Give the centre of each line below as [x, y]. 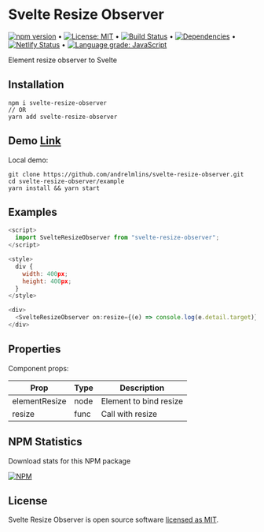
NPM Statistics [45, 442]
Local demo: [28, 160]
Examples [33, 212]
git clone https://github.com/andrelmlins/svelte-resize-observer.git [126, 174]
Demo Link [35, 141]
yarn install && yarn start [54, 188]
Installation [36, 85]
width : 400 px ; [45, 273]
